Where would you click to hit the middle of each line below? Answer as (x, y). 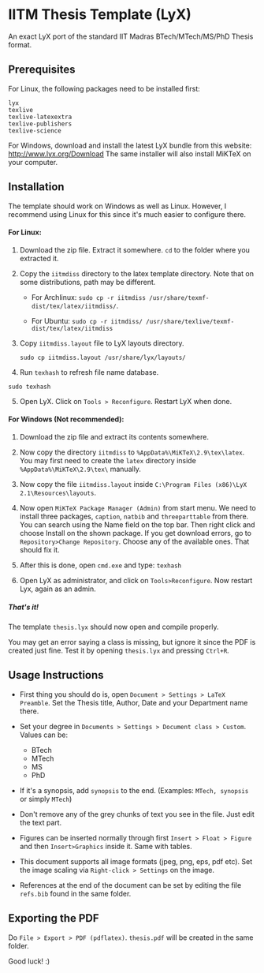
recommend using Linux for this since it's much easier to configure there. (127, 214)
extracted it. (39, 258)
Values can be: (44, 735)
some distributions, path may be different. (87, 282)
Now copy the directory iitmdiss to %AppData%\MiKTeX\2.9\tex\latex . (132, 452)
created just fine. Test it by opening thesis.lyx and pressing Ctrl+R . (119, 650)
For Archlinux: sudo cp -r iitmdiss (88, 297)
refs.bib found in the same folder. (75, 893)
